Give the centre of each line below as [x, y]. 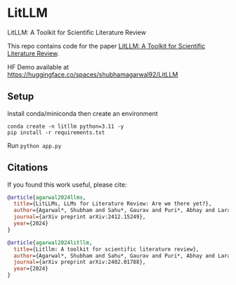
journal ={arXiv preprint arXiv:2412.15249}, [80, 217]
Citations [28, 167]
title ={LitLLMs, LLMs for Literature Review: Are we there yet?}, [113, 204]
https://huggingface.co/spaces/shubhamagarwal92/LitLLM [93, 74]
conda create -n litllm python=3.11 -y [66, 126]
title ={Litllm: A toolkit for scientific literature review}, [106, 249]
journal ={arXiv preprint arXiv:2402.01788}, [80, 262]
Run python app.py [34, 145]
